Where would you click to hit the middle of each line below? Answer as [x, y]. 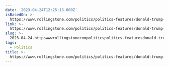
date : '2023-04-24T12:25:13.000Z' [41, 10]
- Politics [21, 47]
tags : [11, 43]
